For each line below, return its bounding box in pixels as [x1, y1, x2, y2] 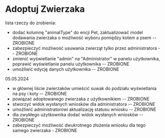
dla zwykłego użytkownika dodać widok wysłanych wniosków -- [12, 111, 143, 117]
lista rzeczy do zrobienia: [5, 20, 56, 26]
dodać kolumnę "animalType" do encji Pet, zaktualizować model [12, 29, 143, 35]
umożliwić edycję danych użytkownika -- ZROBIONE [12, 66, 120, 72]
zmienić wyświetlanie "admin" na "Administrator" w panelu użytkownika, [12, 55, 161, 61]
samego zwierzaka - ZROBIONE [12, 127, 78, 133]
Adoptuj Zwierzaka [5, 3, 85, 15]
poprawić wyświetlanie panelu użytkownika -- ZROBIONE [12, 61, 129, 67]
